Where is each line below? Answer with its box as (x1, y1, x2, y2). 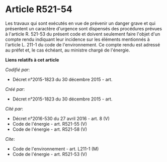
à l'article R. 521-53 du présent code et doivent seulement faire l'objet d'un (5, 31, 160, 37)
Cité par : (5, 105, 24, 112)
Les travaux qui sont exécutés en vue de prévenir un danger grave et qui (5, 20, 156, 26)
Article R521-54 (5, 4, 73, 15)
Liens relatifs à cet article (5, 57, 59, 63)
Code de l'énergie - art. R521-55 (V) (12, 121, 87, 127)
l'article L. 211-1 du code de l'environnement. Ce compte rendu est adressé (5, 41, 160, 47)
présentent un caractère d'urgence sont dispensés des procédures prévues (5, 25, 162, 31)
